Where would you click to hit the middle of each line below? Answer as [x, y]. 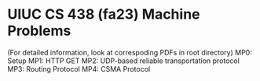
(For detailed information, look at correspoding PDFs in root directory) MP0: [130, 52]
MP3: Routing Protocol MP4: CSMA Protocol [79, 69]
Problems [39, 31]
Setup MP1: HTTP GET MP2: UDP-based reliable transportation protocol [124, 61]
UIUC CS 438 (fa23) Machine [104, 14]
